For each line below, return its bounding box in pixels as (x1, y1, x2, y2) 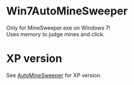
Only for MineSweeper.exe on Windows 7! (6, 24, 110, 31)
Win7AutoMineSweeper (6, 4, 128, 18)
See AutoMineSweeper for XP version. (6, 71, 102, 79)
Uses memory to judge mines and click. (6, 30, 104, 37)
